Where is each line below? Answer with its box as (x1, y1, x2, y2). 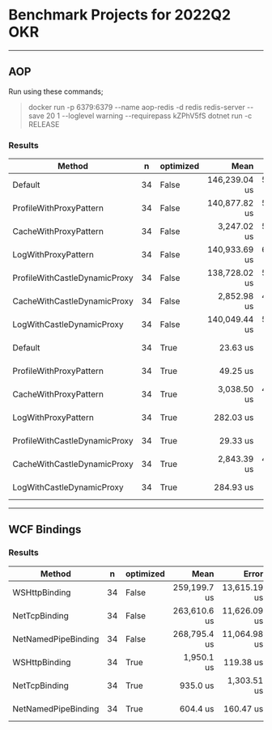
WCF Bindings (8, 523, 82, 537)
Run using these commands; (8, 87, 104, 96)
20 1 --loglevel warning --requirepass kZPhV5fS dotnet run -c (45, 111, 253, 121)
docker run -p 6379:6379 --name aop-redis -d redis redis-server (28, 102, 245, 112)
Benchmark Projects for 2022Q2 (8, 6, 232, 24)
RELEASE (28, 119, 60, 129)
